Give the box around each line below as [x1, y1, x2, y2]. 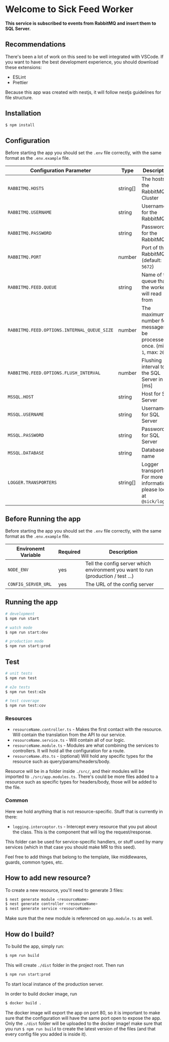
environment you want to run [85, 566, 153, 573]
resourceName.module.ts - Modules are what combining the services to [12, 742, 159, 749]
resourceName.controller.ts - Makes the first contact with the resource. [12, 727, 162, 733]
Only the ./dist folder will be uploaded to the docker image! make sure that [5, 1020, 162, 1026]
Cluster [141, 194, 159, 202]
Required [58, 548, 80, 555]
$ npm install [5, 122, 35, 127]
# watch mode [5, 625, 33, 630]
